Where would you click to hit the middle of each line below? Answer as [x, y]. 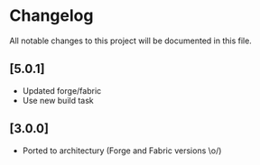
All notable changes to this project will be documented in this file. [131, 41]
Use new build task [58, 100]
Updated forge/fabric [62, 90]
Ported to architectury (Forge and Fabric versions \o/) [122, 151]
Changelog [51, 16]
